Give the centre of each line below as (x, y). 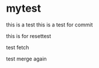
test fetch (18, 47)
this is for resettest (29, 36)
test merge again (26, 59)
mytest (24, 8)
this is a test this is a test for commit (49, 25)
